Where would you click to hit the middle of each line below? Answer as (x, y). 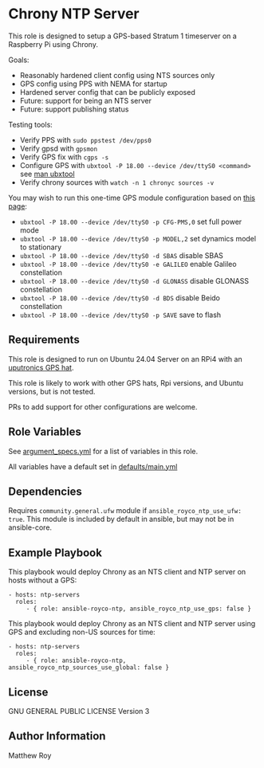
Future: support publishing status (74, 109)
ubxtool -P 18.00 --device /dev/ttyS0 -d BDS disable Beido (120, 298)
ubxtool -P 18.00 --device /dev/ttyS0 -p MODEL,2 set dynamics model (138, 238)
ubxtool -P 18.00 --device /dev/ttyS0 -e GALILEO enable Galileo (128, 264)
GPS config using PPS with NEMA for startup (93, 84)
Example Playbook (55, 552)
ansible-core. (30, 527)
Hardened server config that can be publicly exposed (107, 92)
